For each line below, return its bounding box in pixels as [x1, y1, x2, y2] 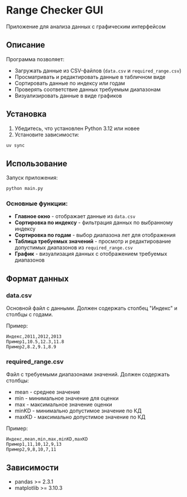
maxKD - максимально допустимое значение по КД [14, 413, 146, 421]
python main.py [6, 186, 44, 192]
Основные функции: [6, 199, 68, 208]
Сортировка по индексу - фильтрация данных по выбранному [14, 219, 173, 226]
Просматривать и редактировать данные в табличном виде [14, 73, 166, 80]
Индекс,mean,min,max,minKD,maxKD [6, 436, 88, 442]
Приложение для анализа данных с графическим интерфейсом [6, 23, 166, 30]
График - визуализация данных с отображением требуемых [14, 251, 168, 258]
